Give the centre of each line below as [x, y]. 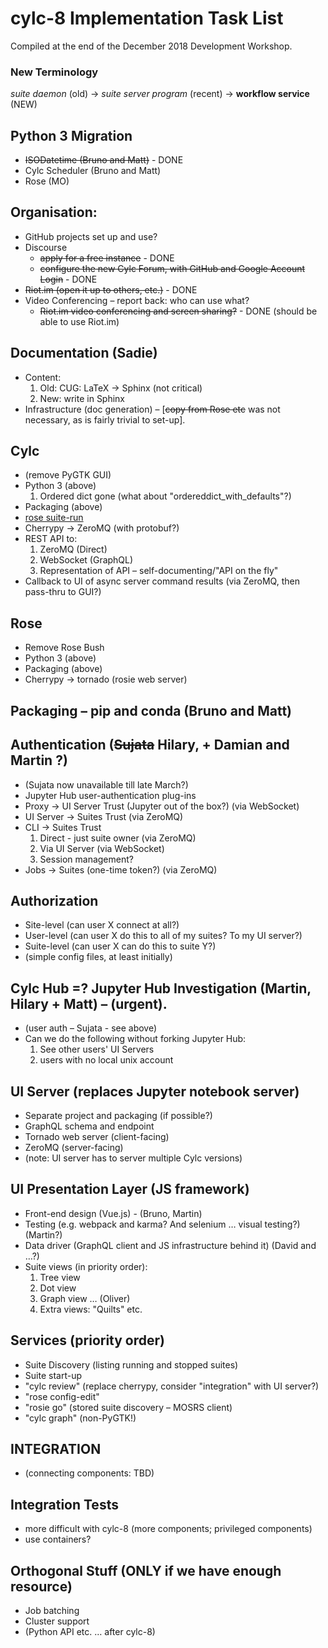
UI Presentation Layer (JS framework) [130, 1189]
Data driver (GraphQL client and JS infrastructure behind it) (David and [170, 1245]
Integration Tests [64, 1504]
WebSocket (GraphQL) [86, 560]
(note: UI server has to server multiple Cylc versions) [133, 1158]
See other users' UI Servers [97, 1049]
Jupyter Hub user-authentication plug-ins [110, 795]
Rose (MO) [47, 181]
